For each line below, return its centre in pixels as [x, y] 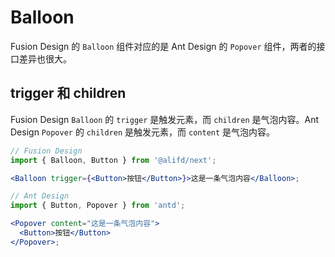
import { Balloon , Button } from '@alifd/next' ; [113, 160]
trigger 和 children [68, 93]
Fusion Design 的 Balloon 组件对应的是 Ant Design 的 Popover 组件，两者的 [163, 46]
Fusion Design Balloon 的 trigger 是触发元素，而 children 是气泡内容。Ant [165, 119]
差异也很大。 [45, 58]
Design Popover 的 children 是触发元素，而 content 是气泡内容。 [143, 132]
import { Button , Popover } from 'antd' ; [98, 206]
